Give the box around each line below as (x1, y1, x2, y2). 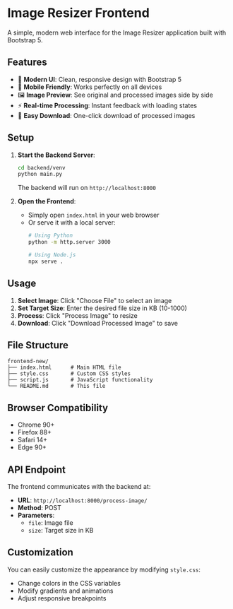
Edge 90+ (17, 443, 47, 451)
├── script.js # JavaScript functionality (7, 377, 153, 384)
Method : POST (17, 504, 62, 512)
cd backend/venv (17, 164, 66, 171)
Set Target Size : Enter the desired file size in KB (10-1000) (17, 304, 187, 312)
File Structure (7, 339, 68, 351)
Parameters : (17, 511, 55, 520)
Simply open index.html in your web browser (28, 211, 160, 220)
